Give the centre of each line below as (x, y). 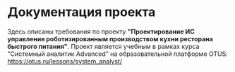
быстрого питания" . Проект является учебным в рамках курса (103, 46)
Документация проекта (82, 12)
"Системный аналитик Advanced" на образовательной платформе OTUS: (117, 54)
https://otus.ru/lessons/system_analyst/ (65, 61)
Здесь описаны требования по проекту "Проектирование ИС (101, 31)
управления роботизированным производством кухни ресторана (110, 38)
